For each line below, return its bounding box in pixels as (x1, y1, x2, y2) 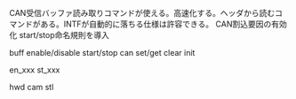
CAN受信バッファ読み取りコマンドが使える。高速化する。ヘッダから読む (9, 8, 276, 18)
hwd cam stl (9, 82, 54, 92)
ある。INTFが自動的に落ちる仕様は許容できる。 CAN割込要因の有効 (39, 19, 287, 29)
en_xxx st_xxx (9, 65, 60, 75)
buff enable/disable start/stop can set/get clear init (9, 48, 196, 57)
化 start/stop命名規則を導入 (9, 30, 109, 40)
